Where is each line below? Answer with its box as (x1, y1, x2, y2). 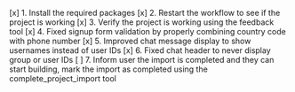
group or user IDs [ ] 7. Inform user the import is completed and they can (9, 55, 275, 65)
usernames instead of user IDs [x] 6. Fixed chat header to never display (9, 45, 271, 56)
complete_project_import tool (9, 73, 117, 83)
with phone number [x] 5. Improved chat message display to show (9, 35, 251, 46)
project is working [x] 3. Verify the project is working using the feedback (9, 17, 275, 27)
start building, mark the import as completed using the (9, 64, 209, 74)
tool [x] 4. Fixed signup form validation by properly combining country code (9, 27, 286, 36)
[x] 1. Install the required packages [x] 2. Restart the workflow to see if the (9, 8, 281, 18)
